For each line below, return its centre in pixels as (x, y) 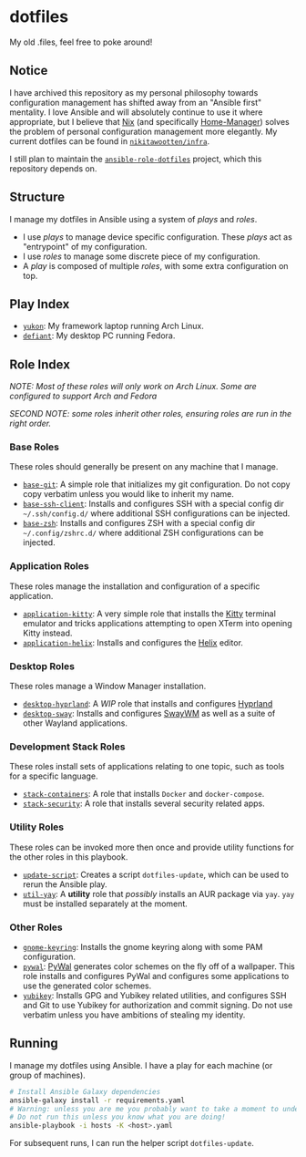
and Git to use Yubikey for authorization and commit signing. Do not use (158, 1005)
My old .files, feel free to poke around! (81, 42)
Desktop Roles (42, 666)
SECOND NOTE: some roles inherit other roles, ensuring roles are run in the (151, 414)
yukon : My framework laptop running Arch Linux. (113, 326)
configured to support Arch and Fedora (83, 396)
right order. (31, 424)
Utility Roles (37, 827)
